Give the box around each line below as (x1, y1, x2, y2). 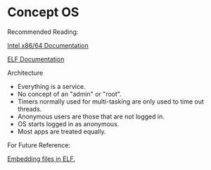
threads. (17, 104, 42, 113)
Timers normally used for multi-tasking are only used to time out (17, 97, 204, 106)
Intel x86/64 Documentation (7, 41, 89, 49)
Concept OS (7, 4, 79, 20)
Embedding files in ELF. (7, 154, 75, 163)
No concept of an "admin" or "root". (17, 90, 122, 98)
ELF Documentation (7, 54, 65, 63)
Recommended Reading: (7, 28, 79, 36)
